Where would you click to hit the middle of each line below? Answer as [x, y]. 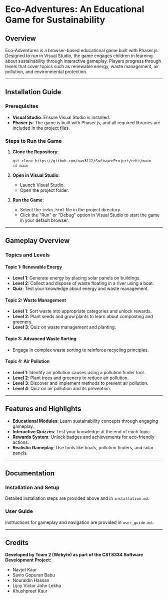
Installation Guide [33, 92]
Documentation [30, 474]
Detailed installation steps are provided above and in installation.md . [77, 498]
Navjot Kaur [24, 570]
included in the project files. [41, 128]
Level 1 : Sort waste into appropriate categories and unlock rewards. [82, 311]
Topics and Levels [27, 255]
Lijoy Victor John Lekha [37, 586]
